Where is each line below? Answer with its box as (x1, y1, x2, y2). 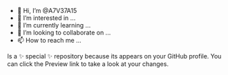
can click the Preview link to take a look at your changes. (7, 60, 169, 68)
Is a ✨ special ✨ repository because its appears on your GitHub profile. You (7, 52, 222, 60)
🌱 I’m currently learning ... (17, 21, 91, 29)
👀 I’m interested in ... (17, 14, 76, 22)
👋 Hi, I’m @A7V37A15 (17, 7, 77, 14)
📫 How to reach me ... (17, 36, 82, 44)
